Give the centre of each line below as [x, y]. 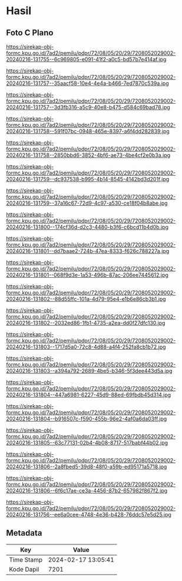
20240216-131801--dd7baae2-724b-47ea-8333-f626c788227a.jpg [88, 251]
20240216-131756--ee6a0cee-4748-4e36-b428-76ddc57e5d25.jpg [89, 515]
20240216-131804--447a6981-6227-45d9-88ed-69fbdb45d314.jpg [89, 395]
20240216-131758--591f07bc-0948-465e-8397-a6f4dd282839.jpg [88, 131]
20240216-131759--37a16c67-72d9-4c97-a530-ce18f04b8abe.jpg [87, 203]
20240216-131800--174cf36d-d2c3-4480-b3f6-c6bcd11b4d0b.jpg [87, 227]
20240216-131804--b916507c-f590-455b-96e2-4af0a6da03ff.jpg [87, 419]
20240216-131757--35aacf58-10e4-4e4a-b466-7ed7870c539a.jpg [87, 83]
